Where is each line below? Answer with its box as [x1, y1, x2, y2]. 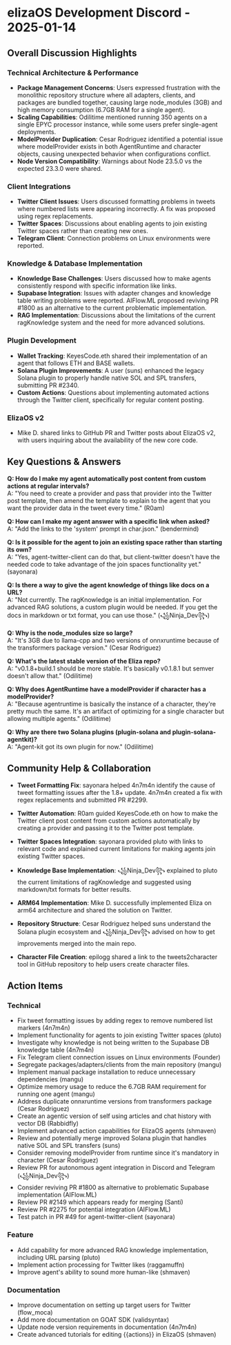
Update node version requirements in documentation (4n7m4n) [17, 1323, 197, 1331]
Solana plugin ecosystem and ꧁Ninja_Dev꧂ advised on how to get [17, 927, 215, 935]
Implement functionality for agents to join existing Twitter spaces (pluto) [17, 1031, 222, 1039]
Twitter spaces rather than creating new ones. [17, 227, 148, 235]
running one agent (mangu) [17, 1090, 95, 1098]
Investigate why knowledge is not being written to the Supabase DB [17, 1039, 210, 1047]
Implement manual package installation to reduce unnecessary [17, 1068, 196, 1077]
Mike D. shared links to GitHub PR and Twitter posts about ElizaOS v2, [17, 429, 216, 437]
